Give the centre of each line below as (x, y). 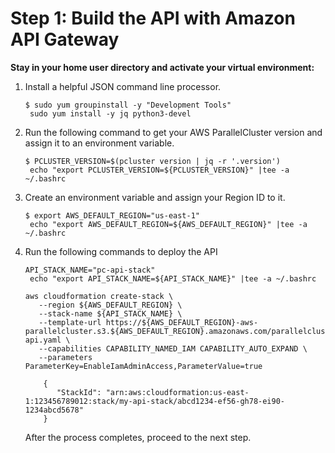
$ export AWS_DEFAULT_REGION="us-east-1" (112, 215)
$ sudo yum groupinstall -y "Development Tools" (128, 105)
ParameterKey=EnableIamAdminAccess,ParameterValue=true (143, 366)
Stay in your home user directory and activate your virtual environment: (162, 67)
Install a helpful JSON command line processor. (123, 86)
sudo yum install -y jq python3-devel (110, 113)
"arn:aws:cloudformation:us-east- (177, 392)
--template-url (70, 322)
